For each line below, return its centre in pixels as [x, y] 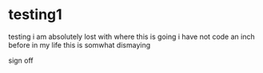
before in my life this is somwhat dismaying [79, 44]
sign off [21, 60]
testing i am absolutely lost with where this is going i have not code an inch [131, 36]
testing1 [35, 15]
